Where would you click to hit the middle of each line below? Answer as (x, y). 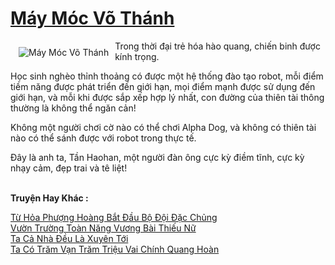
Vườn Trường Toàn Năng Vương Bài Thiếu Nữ (103, 228)
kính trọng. (137, 56)
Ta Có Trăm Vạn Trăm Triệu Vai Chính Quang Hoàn (115, 249)
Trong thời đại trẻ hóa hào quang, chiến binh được (217, 46)
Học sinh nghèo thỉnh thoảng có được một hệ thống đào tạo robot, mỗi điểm (167, 76)
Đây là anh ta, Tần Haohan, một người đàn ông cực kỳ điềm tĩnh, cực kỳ (157, 157)
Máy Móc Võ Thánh (92, 18)
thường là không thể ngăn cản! (73, 108)
